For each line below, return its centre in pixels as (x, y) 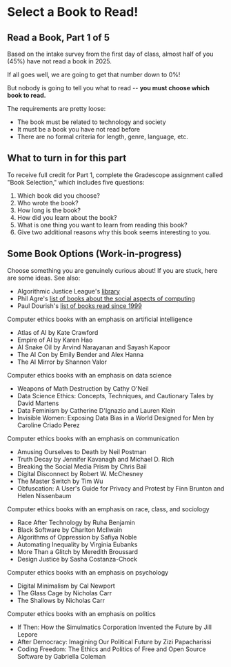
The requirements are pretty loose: (57, 109)
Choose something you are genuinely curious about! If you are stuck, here (112, 270)
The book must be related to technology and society (92, 122)
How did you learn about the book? (67, 217)
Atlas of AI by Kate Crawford (58, 332)
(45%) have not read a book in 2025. (60, 61)
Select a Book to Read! (73, 12)
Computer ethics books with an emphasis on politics (82, 613)
